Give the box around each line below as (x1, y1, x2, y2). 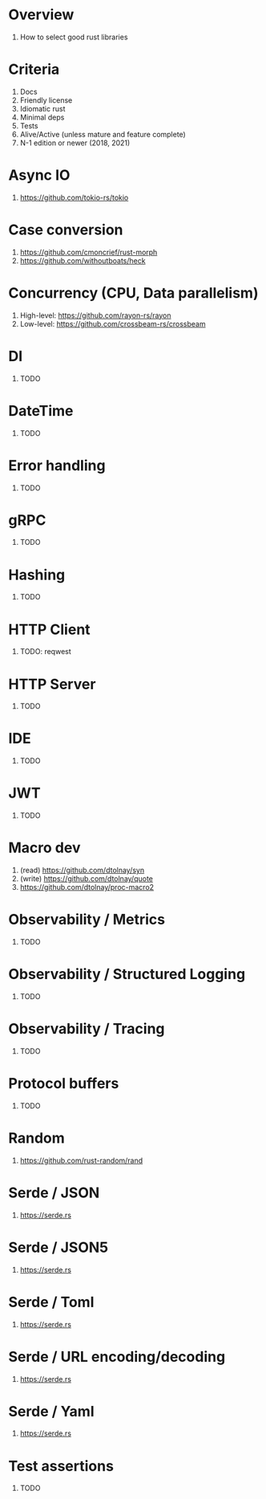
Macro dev (8, 839, 81, 857)
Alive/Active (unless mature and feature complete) (19, 129, 186, 139)
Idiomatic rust (19, 104, 66, 113)
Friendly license (19, 95, 73, 105)
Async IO (8, 166, 71, 185)
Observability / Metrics (8, 911, 166, 928)
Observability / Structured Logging (8, 965, 246, 984)
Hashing (8, 566, 66, 583)
